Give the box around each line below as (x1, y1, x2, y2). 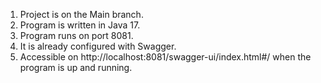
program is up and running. (19, 62, 133, 73)
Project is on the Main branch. (19, 9, 144, 20)
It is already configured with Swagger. (19, 40, 177, 52)
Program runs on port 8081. (19, 30, 134, 41)
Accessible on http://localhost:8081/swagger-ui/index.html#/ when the (19, 51, 312, 63)
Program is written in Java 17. (19, 19, 141, 31)
